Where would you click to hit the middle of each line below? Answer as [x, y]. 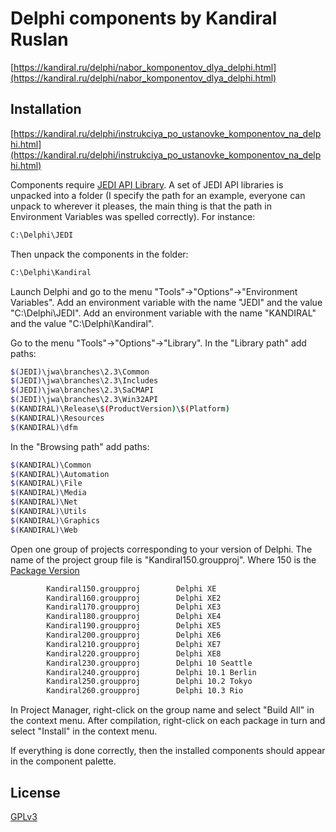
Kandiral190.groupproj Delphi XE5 [134, 626]
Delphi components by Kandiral [144, 18]
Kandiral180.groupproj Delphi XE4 [134, 617]
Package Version [45, 570]
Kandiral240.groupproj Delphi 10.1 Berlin [151, 672]
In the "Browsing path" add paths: [80, 446]
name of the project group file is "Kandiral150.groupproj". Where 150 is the [163, 559]
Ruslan [39, 39]
